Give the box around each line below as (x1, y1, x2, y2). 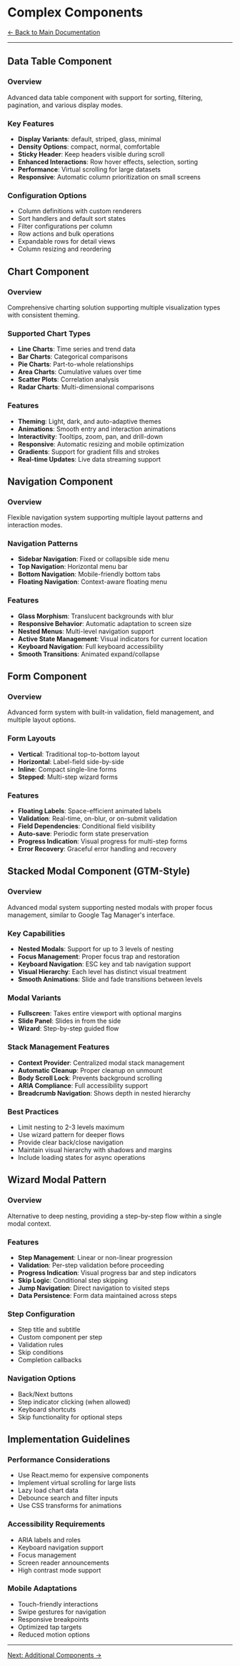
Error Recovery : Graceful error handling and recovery (17, 845, 177, 853)
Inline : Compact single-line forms (17, 765, 117, 773)
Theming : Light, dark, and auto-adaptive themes (17, 417, 162, 425)
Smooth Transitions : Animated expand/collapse (17, 650, 160, 658)
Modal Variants (7, 993, 62, 1003)
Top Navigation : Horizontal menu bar (17, 562, 129, 571)
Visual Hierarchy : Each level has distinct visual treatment (17, 968, 187, 976)
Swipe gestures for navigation (17, 1607, 106, 1616)
